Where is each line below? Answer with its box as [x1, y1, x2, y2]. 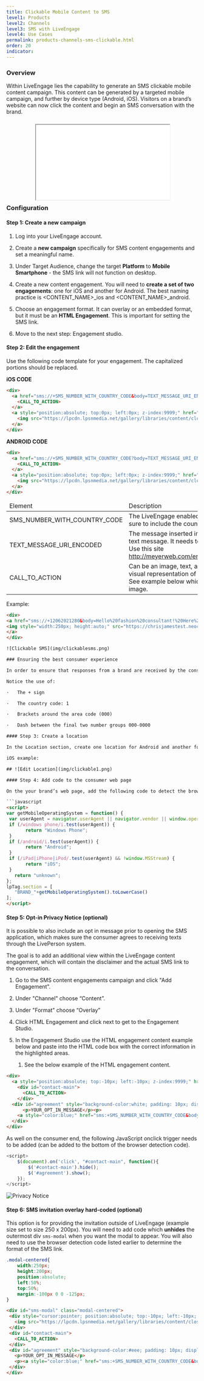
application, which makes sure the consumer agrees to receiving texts [6, 933, 182, 941]
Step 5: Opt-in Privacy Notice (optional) [6, 913, 108, 921]
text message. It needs [128, 537, 194, 545]
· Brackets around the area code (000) [6, 711, 113, 717]
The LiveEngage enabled [128, 511, 200, 520]
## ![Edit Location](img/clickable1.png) [6, 766, 113, 772]
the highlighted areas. [15, 1049, 70, 1057]
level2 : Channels [6, 20, 50, 26]
